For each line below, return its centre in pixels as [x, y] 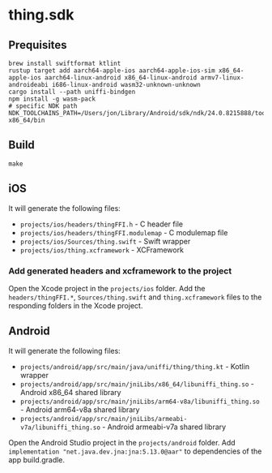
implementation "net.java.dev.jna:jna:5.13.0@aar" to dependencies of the [135, 451]
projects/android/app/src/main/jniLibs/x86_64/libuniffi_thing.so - [137, 384]
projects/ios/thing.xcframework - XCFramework [102, 250]
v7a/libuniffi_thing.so [60, 428]
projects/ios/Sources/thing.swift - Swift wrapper [105, 241]
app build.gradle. [37, 459]
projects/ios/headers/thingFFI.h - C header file [102, 224]
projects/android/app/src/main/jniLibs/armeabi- [104, 419]
